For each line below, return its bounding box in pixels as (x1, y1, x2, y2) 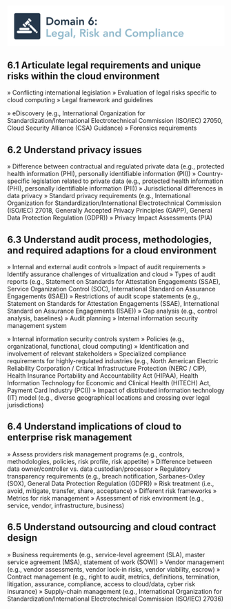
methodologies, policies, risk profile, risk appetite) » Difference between (7, 457, 212, 465)
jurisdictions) (7, 400, 44, 409)
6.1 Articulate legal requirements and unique (7, 59, 201, 71)
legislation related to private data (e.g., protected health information (31, 177, 223, 185)
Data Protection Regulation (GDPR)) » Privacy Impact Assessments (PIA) (7, 213, 212, 222)
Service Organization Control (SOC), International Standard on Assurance (7, 284, 216, 293)
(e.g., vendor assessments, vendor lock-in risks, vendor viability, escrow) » (7, 565, 221, 573)
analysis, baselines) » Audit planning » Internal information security (7, 313, 199, 322)
